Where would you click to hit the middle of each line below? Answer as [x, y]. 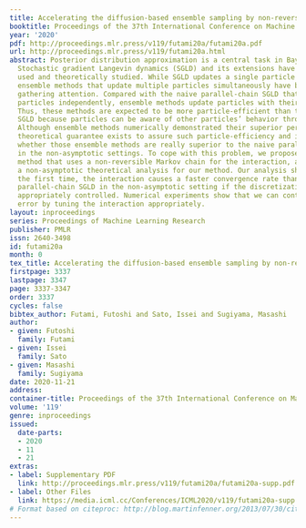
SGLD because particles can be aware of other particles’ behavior [148, 119]
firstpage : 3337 [40, 272]
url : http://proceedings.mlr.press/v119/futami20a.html [117, 52]
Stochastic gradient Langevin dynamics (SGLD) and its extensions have [157, 69]
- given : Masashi [42, 365]
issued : [24, 424]
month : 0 [26, 255]
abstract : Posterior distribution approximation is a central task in [146, 60]
